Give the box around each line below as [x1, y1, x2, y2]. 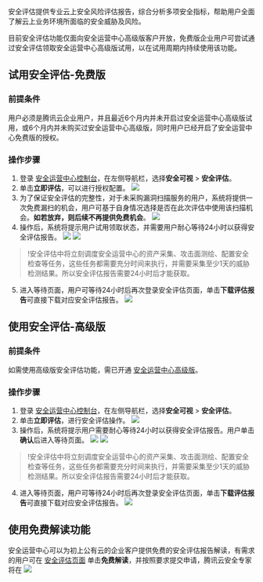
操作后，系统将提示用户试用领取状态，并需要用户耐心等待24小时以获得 [19, 222, 248, 231]
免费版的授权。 [14, 133, 63, 142]
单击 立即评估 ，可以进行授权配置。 [19, 183, 130, 192]
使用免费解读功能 [8, 523, 91, 537]
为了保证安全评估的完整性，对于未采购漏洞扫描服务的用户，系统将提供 [19, 193, 247, 202]
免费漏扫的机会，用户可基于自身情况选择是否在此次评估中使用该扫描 [26, 202, 247, 212]
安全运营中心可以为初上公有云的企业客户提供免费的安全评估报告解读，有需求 [8, 545, 255, 555]
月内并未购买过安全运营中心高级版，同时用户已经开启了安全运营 [39, 122, 246, 132]
